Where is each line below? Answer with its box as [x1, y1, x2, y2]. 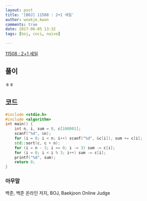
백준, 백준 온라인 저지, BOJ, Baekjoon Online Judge [5, 190, 111, 196]
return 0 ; [14, 159, 36, 165]
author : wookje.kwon [5, 17, 50, 22]
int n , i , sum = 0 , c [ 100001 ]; [14, 126, 81, 131]
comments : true [5, 22, 38, 27]
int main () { [5, 122, 33, 127]
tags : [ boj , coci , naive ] [5, 31, 60, 36]
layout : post [5, 7, 33, 13]
